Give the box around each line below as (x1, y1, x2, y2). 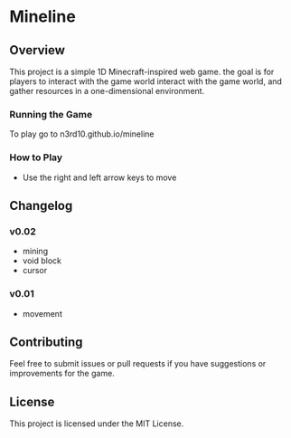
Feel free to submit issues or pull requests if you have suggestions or (9, 358, 267, 369)
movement (22, 308, 63, 319)
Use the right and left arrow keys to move (22, 172, 177, 183)
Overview (9, 43, 66, 58)
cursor (22, 265, 48, 276)
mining (22, 246, 48, 257)
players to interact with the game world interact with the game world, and (9, 76, 283, 87)
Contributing (9, 334, 83, 349)
